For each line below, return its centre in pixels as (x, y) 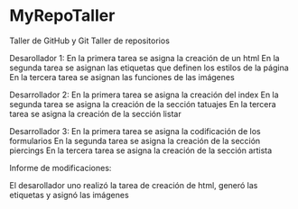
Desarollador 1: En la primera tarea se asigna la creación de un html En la (144, 58)
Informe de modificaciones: (61, 168)
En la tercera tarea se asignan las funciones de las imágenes (122, 77)
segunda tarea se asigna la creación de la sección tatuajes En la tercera (143, 104)
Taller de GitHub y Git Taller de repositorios (89, 41)
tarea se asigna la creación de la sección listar (96, 114)
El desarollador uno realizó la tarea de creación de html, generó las (134, 185)
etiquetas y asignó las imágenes (69, 195)
